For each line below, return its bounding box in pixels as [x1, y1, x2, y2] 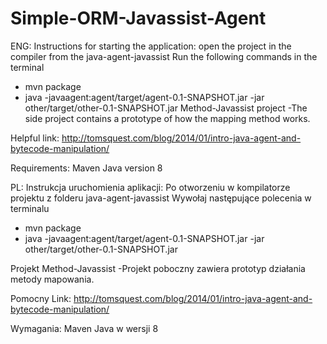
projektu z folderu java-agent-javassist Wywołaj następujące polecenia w [10, 192, 312, 204]
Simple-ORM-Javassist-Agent [10, 7, 267, 30]
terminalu [10, 202, 50, 214]
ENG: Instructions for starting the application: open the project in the [10, 40, 292, 52]
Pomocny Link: [10, 292, 72, 304]
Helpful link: [10, 132, 60, 144]
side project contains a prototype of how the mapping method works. [24, 112, 311, 124]
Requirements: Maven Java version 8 [10, 162, 163, 174]
